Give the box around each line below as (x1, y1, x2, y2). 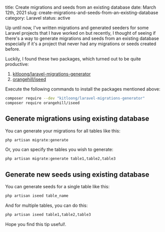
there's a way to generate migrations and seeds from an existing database (5, 35, 159, 41)
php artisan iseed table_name (5, 193, 69, 198)
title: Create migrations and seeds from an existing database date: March (5, 5, 156, 10)
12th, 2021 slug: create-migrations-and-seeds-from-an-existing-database (5, 10, 158, 16)
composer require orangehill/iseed (5, 100, 80, 105)
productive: (5, 61, 29, 67)
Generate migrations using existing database (5, 114, 149, 123)
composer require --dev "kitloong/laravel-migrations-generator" (5, 96, 145, 101)
